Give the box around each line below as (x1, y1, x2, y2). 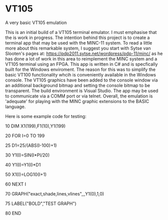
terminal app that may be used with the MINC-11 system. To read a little (5, 39, 152, 45)
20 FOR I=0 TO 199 (5, 132, 45, 138)
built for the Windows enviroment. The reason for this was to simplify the (5, 66, 156, 72)
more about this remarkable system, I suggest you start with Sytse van (5, 45, 151, 51)
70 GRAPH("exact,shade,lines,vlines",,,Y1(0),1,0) (5, 190, 104, 196)
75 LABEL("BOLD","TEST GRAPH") (5, 200, 77, 206)
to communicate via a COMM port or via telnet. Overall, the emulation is (5, 93, 153, 99)
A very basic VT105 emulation (5, 19, 67, 25)
